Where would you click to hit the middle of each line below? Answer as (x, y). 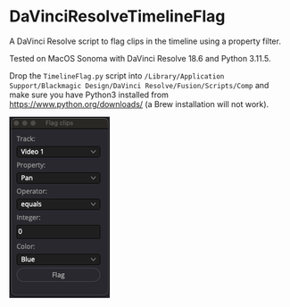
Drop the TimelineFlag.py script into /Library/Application (117, 75)
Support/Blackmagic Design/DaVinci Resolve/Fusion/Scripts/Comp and (139, 85)
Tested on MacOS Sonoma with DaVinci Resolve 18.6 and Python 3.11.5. (140, 58)
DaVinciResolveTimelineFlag (117, 17)
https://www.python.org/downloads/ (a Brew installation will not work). (139, 104)
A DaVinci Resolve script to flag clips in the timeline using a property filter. (145, 41)
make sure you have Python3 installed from (89, 95)
